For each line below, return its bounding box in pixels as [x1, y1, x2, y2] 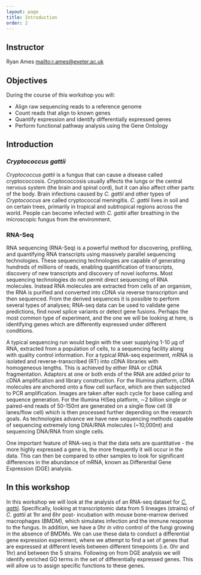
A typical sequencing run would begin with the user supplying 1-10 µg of [6, 338, 184, 345]
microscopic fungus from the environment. [6, 215, 112, 222]
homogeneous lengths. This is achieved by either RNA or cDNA [6, 364, 163, 371]
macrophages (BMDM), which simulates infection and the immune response [6, 517, 193, 525]
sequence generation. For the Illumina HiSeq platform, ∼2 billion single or [6, 396, 187, 403]
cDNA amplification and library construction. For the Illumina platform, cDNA [6, 377, 194, 384]
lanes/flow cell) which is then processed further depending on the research [6, 408, 193, 416]
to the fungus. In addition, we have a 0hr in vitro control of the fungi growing [6, 523, 194, 531]
